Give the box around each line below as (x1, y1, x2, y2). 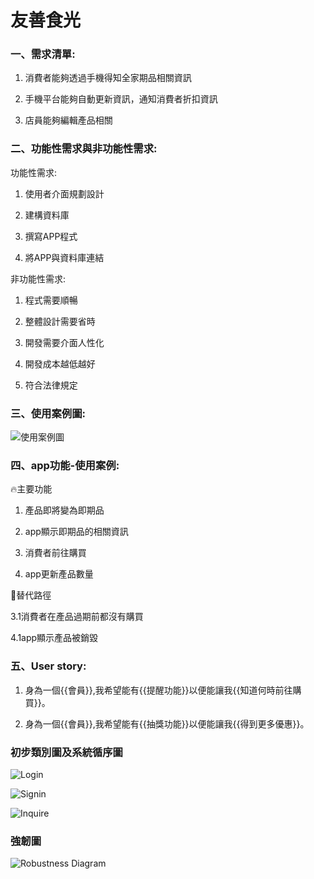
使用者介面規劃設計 (24, 187, 105, 200)
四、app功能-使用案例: (10, 459, 120, 472)
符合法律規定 (24, 379, 78, 391)
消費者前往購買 (24, 547, 87, 559)
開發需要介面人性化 (24, 336, 105, 348)
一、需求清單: (10, 47, 76, 61)
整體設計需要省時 (24, 315, 96, 327)
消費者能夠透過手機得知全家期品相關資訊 (24, 72, 192, 84)
